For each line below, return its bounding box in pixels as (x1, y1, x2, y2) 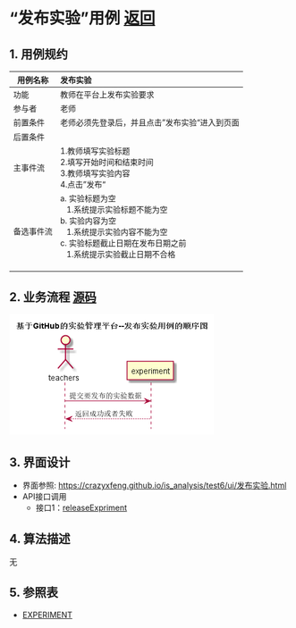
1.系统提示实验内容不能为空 (66, 227, 168, 237)
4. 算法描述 (9, 531, 71, 546)
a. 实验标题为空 (60, 193, 116, 204)
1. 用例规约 (9, 46, 69, 62)
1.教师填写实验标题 (60, 145, 131, 156)
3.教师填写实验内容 (60, 167, 131, 179)
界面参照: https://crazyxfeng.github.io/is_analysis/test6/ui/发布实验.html (21, 480, 287, 491)
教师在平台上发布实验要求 (60, 88, 155, 99)
